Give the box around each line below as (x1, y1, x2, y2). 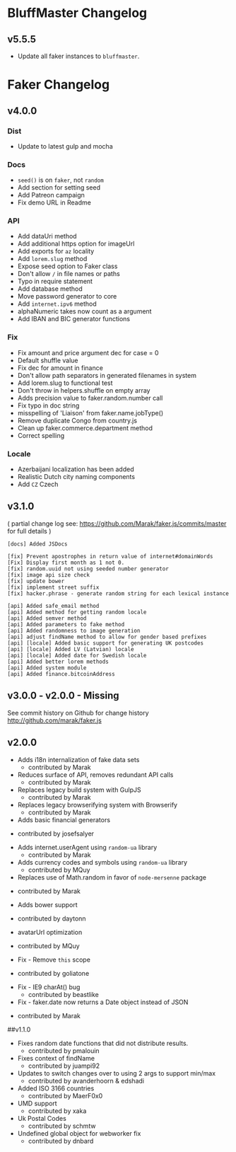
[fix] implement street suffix (7, 584, 100, 591)
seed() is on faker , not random (17, 175, 104, 185)
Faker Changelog (7, 76, 110, 93)
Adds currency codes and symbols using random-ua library (17, 858, 188, 866)
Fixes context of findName (17, 1054, 95, 1062)
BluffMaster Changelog (7, 5, 148, 21)
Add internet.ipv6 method (17, 299, 97, 309)
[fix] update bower (7, 577, 65, 584)
